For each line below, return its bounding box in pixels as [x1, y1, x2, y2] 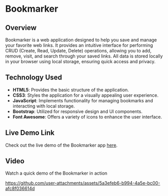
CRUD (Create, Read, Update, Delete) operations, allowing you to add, [5, 48, 152, 53]
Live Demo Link [5, 128, 55, 137]
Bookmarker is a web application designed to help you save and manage [5, 37, 157, 43]
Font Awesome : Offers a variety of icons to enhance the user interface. [12, 114, 162, 120]
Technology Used [5, 73, 62, 82]
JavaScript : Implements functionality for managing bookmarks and [12, 97, 153, 103]
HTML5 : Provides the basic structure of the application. [12, 87, 129, 93]
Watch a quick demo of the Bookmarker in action [5, 170, 108, 176]
